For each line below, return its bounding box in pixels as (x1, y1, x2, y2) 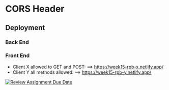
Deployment (5, 23, 45, 32)
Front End (5, 52, 30, 59)
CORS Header (5, 3, 65, 15)
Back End (5, 39, 29, 46)
